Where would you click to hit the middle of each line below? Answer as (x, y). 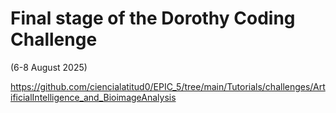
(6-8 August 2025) (49, 67)
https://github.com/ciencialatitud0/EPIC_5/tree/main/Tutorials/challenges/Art (168, 86)
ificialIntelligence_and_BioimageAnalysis (93, 97)
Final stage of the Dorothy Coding (153, 18)
